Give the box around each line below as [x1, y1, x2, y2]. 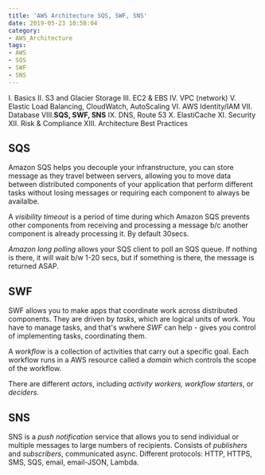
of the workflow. [8, 364, 62, 374]
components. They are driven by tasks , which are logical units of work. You [8, 315, 255, 324]
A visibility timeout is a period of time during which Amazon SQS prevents [8, 212, 251, 222]
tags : [8, 42, 26, 49]
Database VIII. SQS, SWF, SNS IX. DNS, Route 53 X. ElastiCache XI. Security [8, 109, 256, 120]
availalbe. [8, 196, 40, 206]
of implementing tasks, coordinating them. [8, 331, 147, 341]
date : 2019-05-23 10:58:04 [8, 19, 98, 27]
